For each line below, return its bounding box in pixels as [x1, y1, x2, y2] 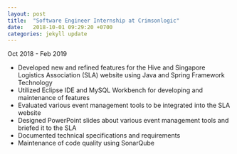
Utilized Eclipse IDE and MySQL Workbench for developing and [17, 86, 204, 94]
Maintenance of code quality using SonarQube [17, 139, 155, 148]
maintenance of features [17, 94, 90, 102]
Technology [17, 79, 53, 87]
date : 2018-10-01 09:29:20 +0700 [7, 23, 113, 31]
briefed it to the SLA [17, 123, 77, 132]
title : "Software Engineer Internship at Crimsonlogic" [7, 17, 180, 24]
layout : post [7, 10, 46, 18]
